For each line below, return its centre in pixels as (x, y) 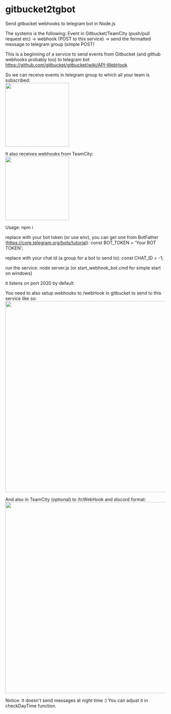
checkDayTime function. (31, 706)
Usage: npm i (19, 227)
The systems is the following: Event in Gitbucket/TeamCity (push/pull (78, 33)
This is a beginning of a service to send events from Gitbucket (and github (83, 54)
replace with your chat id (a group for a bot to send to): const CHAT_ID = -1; (84, 258)
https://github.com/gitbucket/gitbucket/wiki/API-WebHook (66, 65)
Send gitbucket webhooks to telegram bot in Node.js (60, 23)
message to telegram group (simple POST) (50, 44)
